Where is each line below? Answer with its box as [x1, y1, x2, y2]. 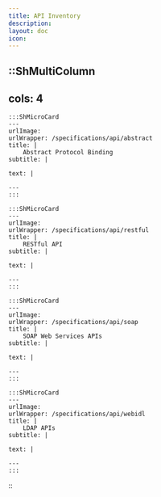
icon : [8, 34, 27, 43]
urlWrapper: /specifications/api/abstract [8, 134, 153, 142]
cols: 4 [8, 92, 43, 106]
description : [8, 19, 52, 27]
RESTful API [23, 240, 63, 249]
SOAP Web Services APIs [23, 332, 103, 340]
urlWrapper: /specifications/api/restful [8, 226, 150, 234]
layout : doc [8, 27, 48, 35]
